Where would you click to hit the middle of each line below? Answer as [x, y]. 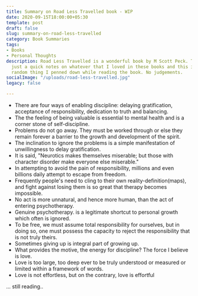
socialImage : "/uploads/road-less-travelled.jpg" [68, 78]
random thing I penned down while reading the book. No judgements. [97, 72]
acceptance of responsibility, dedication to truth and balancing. [92, 111]
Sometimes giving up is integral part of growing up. [77, 244]
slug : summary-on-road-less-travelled [54, 34]
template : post [25, 22]
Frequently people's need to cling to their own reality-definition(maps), [100, 181]
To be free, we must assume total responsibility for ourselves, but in [97, 225]
